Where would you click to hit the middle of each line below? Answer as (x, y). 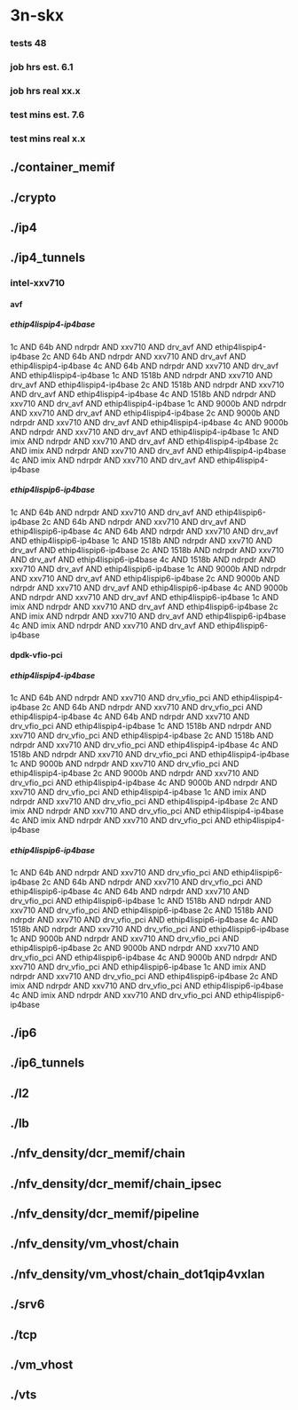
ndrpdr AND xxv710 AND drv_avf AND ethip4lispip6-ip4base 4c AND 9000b (149, 588)
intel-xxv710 (38, 283)
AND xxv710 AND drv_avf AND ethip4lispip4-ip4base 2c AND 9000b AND (145, 413)
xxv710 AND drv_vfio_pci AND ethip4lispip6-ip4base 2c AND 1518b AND (142, 910)
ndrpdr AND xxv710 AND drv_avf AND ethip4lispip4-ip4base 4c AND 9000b (149, 422)
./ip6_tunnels (47, 1063)
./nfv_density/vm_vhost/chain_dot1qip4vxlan (137, 1274)
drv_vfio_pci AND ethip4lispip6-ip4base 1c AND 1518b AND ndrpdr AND (141, 901)
